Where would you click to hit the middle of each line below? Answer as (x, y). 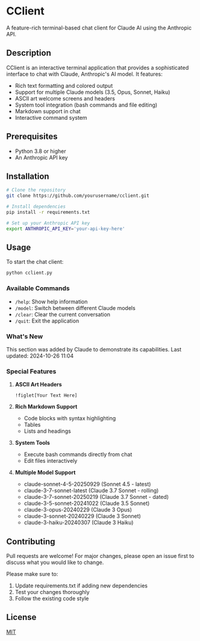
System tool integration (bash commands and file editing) (86, 105)
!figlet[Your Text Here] (46, 395)
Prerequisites (32, 137)
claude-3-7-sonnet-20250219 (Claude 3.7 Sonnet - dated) (96, 497)
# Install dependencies (36, 207)
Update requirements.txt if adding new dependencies (81, 586)
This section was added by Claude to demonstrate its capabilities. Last (94, 349)
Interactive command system (51, 117)
